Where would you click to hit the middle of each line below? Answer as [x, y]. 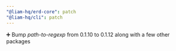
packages [19, 41]
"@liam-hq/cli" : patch [34, 17]
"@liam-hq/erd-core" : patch [41, 12]
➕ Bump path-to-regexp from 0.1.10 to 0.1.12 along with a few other [88, 34]
